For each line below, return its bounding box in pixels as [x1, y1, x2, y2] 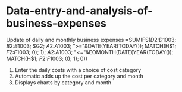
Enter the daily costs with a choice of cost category [14, 66, 142, 73]
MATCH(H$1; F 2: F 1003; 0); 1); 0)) [6, 55, 88, 62]
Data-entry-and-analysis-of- [6, 4, 153, 18]
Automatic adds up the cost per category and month [14, 73, 144, 80]
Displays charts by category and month [14, 78, 112, 86]
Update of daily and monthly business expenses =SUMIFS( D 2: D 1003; [6, 36, 177, 43]
